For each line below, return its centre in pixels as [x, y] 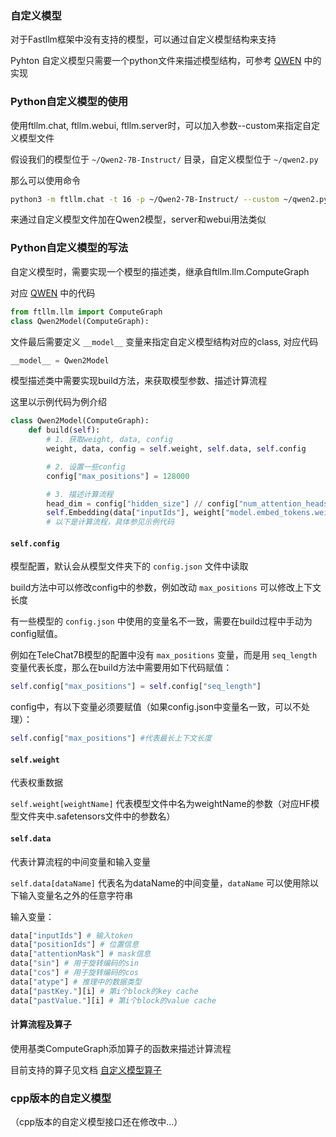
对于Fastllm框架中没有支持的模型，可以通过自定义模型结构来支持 [143, 39]
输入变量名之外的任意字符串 [75, 895]
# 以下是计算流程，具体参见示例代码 [110, 522]
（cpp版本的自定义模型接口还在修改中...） [96, 1121]
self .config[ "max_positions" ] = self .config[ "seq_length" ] [136, 687]
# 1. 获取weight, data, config [110, 440]
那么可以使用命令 [45, 180]
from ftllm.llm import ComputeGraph [86, 312]
